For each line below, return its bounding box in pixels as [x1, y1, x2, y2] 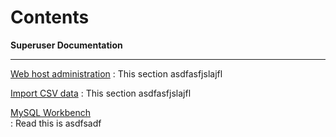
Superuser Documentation [10, 39, 123, 51]
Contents [10, 6, 90, 29]
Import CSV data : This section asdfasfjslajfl [10, 87, 192, 99]
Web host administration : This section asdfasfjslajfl [10, 67, 223, 80]
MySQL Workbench [10, 106, 92, 118]
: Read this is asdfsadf [10, 117, 102, 129]
